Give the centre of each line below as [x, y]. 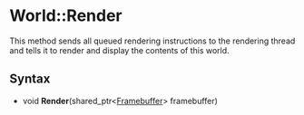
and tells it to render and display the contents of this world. [119, 50]
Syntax [30, 79]
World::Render [66, 16]
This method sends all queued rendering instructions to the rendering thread [152, 41]
